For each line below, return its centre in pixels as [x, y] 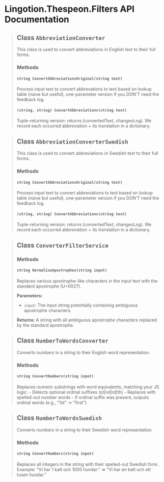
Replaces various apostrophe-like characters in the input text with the [87, 281]
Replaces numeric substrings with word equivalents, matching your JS [88, 387]
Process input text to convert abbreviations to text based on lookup [85, 193]
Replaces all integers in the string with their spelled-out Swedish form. [88, 464]
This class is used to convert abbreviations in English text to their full [86, 49]
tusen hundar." [31, 475]
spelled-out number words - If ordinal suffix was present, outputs [83, 397]
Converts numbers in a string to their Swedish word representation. [85, 430]
